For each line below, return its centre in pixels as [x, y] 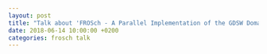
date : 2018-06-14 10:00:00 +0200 [64, 30]
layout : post [30, 15]
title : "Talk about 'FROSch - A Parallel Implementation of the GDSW [126, 23]
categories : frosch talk [49, 38]
